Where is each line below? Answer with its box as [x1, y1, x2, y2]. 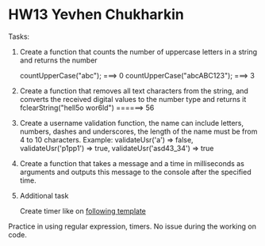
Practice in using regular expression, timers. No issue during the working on [8, 221, 256, 231]
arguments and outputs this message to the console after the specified [19, 167, 252, 176]
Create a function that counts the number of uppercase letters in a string [19, 47, 258, 56]
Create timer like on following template [19, 206, 147, 215]
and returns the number [19, 55, 98, 65]
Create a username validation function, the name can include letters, [19, 118, 244, 127]
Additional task [19, 191, 69, 200]
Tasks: [8, 32, 30, 41]
